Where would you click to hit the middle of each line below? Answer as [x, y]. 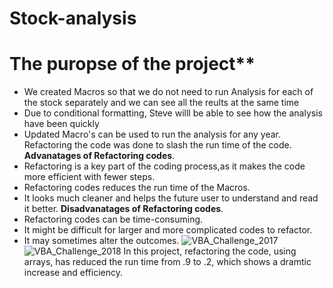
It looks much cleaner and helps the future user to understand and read [171, 198]
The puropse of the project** [132, 64]
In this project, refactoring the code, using [210, 251]
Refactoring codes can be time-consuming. [113, 219]
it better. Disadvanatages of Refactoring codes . [123, 209]
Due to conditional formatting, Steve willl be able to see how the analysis [173, 113]
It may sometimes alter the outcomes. [101, 241]
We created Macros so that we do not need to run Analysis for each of [168, 92]
